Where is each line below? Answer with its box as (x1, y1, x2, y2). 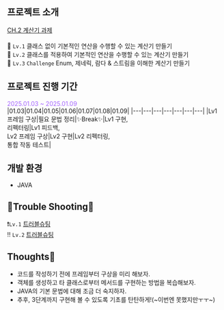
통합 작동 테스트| (7, 140, 51, 148)
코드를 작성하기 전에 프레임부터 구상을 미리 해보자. (16, 270, 150, 279)
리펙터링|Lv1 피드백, (7, 123, 60, 131)
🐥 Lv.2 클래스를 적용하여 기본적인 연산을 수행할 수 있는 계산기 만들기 (7, 50, 189, 58)
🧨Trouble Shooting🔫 (7, 201, 94, 212)
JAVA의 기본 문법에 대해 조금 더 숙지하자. (16, 287, 127, 296)
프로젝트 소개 (7, 6, 59, 18)
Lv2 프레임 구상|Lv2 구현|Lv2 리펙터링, (7, 132, 111, 140)
